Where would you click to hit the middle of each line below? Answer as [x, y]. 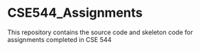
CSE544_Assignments [75, 13]
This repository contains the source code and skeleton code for [100, 32]
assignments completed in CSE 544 [60, 39]
